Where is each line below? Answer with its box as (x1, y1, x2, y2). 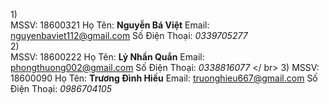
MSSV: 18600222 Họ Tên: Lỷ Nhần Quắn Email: (10, 51, 205, 63)
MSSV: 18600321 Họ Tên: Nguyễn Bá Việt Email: (10, 19, 210, 31)
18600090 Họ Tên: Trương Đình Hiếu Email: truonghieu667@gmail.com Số (10, 72, 318, 84)
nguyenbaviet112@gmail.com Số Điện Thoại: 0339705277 (10, 30, 248, 41)
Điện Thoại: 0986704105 (10, 83, 113, 94)
